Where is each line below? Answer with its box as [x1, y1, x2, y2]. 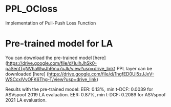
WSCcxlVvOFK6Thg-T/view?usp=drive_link [5, 76, 97, 82]
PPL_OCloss [5, 3, 58, 15]
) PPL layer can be [113, 65, 153, 71]
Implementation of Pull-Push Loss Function [5, 20, 96, 26]
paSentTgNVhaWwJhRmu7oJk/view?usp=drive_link [5, 65, 114, 71]
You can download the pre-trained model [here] [5, 55, 106, 61]
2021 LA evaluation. [5, 97, 47, 103]
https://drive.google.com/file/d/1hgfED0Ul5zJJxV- [48, 71, 155, 77]
